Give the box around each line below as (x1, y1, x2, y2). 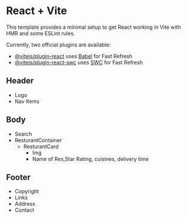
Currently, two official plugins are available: (6, 41, 111, 48)
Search (14, 130, 32, 137)
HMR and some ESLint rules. (6, 29, 75, 36)
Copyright (14, 188, 39, 195)
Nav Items (14, 98, 40, 105)
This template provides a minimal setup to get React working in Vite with (6, 24, 181, 31)
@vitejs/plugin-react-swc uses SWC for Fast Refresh (14, 59, 143, 66)
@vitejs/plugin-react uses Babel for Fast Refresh (14, 52, 133, 59)
